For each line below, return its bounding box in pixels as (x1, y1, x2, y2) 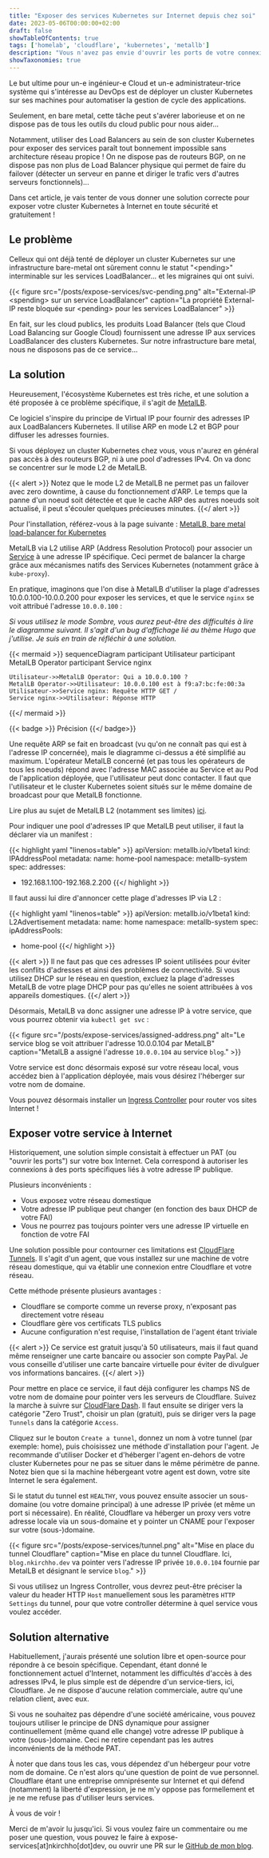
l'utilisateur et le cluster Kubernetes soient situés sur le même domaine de (9, 781, 252, 791)
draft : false (9, 26, 53, 34)
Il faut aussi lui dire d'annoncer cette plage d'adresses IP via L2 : (9, 893, 222, 902)
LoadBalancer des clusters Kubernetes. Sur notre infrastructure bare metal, (9, 336, 257, 346)
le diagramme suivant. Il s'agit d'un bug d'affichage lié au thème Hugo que (9, 625, 256, 634)
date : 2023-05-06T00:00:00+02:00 (9, 19, 121, 27)
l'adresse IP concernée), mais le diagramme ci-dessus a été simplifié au (9, 747, 246, 757)
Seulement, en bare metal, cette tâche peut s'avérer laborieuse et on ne (9, 110, 246, 120)
